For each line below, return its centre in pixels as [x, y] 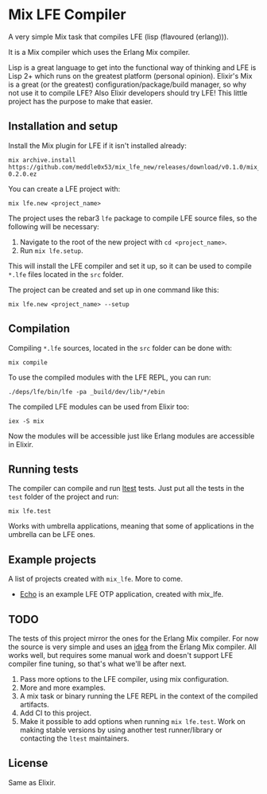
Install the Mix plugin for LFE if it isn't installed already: [97, 146]
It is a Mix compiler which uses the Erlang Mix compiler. [99, 52]
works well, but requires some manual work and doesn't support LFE [121, 655]
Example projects [52, 560]
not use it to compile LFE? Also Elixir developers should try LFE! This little [128, 92]
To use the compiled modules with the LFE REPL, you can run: [110, 377]
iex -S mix [26, 421]
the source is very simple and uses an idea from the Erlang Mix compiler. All [132, 647]
